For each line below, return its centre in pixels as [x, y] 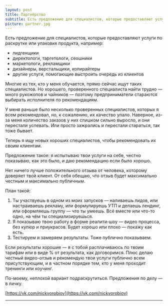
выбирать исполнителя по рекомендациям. [52, 100]
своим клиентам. [23, 146]
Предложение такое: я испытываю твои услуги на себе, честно [73, 155]
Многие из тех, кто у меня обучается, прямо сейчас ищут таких [73, 84]
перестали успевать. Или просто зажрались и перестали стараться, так [82, 125]
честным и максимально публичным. [45, 181]
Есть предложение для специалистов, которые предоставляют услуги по [84, 38]
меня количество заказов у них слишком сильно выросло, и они [80, 120]
